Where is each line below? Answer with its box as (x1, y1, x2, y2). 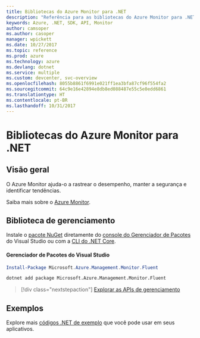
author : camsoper (6, 25, 49, 32)
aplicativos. (6, 326, 35, 333)
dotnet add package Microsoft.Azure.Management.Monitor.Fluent (6, 275, 167, 281)
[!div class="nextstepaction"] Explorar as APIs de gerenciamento (20, 286, 180, 293)
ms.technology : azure (6, 58, 60, 64)
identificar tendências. (6, 187, 61, 194)
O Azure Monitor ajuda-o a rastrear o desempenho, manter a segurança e (6, 180, 187, 187)
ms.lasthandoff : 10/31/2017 (6, 102, 76, 109)
